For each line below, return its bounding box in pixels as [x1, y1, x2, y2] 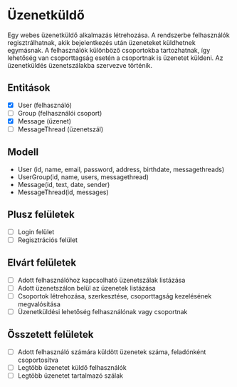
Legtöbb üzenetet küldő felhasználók [17, 363, 127, 371]
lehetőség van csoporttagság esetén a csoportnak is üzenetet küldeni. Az [7, 54, 223, 62]
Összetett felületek [7, 328, 94, 341]
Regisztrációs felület [17, 236, 78, 244]
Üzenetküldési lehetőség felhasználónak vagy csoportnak [17, 307, 188, 316]
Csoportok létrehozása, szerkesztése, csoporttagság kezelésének [17, 291, 212, 300]
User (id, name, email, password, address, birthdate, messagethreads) [17, 165, 225, 174]
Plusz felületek [7, 208, 75, 221]
